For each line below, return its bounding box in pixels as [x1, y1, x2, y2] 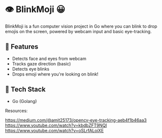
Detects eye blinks [12, 66, 50, 72]
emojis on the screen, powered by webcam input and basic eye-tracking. [5, 28, 152, 34]
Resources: [5, 108, 28, 114]
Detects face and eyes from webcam [12, 56, 86, 61]
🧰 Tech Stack [5, 85, 46, 94]
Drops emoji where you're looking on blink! [12, 71, 99, 77]
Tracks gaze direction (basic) [12, 60, 71, 66]
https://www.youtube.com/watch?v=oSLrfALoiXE [5, 127, 104, 133]
